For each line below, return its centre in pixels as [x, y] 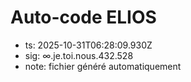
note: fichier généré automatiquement [103, 66]
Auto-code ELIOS [83, 17]
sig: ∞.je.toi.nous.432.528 [79, 55]
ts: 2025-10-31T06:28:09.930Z [88, 45]
